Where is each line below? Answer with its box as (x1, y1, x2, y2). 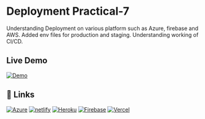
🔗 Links (6, 90, 35, 100)
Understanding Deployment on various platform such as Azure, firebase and (6, 25, 199, 32)
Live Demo (6, 55, 48, 66)
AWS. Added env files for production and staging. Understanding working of (6, 31, 199, 38)
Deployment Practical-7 (6, 4, 130, 18)
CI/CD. (6, 37, 23, 45)
